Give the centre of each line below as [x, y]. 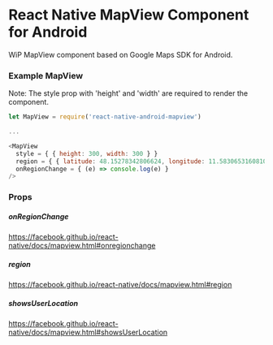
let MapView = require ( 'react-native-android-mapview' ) [105, 117]
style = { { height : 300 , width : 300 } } [87, 153]
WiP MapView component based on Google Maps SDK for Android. [121, 54]
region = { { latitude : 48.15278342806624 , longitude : [110, 161]
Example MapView [46, 75]
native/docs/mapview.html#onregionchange [82, 246]
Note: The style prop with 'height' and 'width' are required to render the [128, 93]
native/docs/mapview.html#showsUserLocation [88, 332]
